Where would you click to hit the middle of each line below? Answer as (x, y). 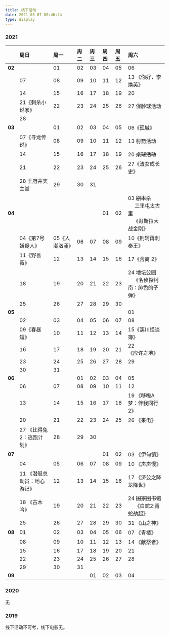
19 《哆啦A (141, 395)
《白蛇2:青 (147, 506)
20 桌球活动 (142, 154)
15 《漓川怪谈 (144, 329)
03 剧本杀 (139, 198)
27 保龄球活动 (144, 106)
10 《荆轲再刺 (144, 238)
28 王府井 (31, 181)
